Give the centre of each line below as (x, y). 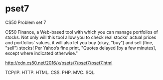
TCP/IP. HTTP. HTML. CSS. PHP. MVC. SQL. (50, 72)
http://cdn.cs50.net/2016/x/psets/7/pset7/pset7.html (59, 63)
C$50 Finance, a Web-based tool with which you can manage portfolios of (81, 32)
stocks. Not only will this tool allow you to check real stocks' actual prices (81, 37)
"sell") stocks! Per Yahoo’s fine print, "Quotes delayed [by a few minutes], (81, 48)
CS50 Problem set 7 (26, 22)
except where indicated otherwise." (42, 53)
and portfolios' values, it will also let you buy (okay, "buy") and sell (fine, (79, 42)
